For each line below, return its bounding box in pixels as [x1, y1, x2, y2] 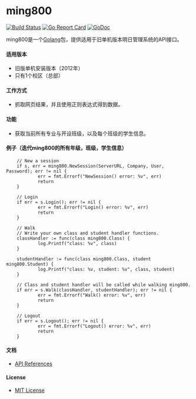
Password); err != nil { [6, 168, 67, 174]
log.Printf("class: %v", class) [37, 240, 117, 246]
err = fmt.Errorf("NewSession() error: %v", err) [37, 173, 162, 179]
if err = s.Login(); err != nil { [16, 199, 101, 205]
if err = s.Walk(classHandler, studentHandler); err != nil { [16, 287, 172, 293]
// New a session [16, 158, 59, 163]
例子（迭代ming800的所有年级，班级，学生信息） [6, 145, 128, 152]
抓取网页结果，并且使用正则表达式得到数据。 [14, 101, 124, 108]
